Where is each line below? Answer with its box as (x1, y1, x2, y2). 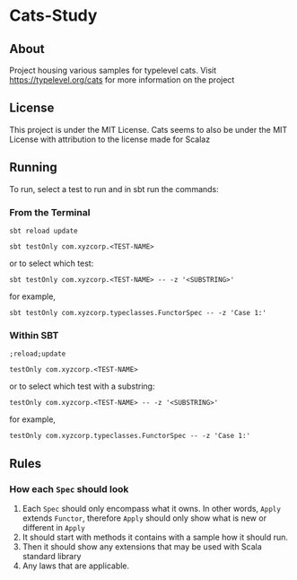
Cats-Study (9, 5, 98, 26)
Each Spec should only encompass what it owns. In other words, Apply (22, 503, 281, 514)
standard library (22, 550, 82, 561)
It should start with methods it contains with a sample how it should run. (22, 532, 289, 542)
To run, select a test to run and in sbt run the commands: (9, 183, 220, 194)
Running (9, 160, 58, 175)
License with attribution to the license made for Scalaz (9, 134, 211, 145)
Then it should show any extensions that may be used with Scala (22, 540, 262, 552)
